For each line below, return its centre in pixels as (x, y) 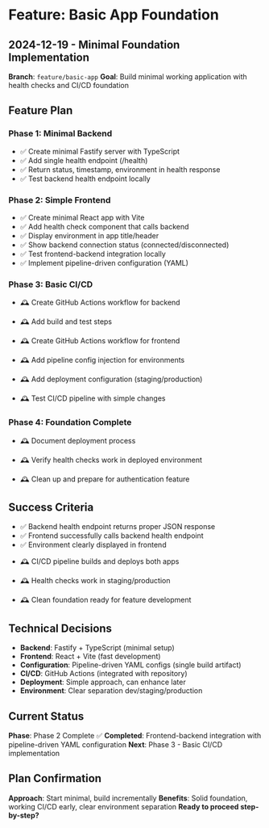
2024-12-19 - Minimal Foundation (94, 45)
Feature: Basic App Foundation (114, 15)
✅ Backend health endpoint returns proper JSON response (118, 527)
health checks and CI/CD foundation (69, 85)
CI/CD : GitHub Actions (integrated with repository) (103, 674)
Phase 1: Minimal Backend (60, 133)
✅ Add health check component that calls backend (104, 226)
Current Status (46, 716)
